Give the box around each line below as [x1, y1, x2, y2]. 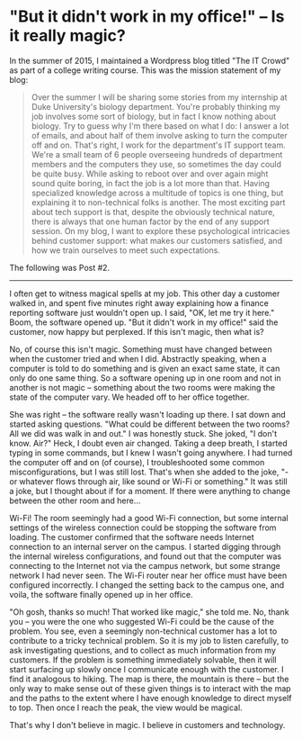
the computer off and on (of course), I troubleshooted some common [9, 456, 265, 467]
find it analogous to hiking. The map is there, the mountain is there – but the [9, 673, 289, 684]
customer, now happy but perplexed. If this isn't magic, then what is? [9, 326, 264, 337]
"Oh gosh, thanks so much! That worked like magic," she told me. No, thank [9, 606, 289, 617]
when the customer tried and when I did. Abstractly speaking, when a [9, 353, 267, 364]
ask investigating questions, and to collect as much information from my [9, 644, 277, 655]
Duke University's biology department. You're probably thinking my [31, 101, 281, 112]
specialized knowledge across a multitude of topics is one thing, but [31, 187, 284, 198]
